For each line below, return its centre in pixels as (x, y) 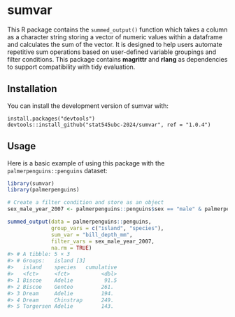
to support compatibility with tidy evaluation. (71, 67)
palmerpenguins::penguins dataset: (57, 170)
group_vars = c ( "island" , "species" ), (108, 228)
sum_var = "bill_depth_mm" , (92, 235)
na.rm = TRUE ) (72, 248)
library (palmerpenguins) (43, 190)
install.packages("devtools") (51, 119)
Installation (32, 89)
